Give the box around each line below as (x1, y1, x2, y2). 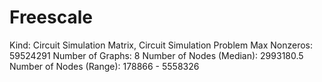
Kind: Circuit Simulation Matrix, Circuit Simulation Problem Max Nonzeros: (9, 39, 314, 51)
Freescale (9, 6, 93, 29)
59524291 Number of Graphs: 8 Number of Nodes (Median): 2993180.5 (9, 49, 304, 61)
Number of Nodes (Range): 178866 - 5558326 (9, 60, 200, 72)
